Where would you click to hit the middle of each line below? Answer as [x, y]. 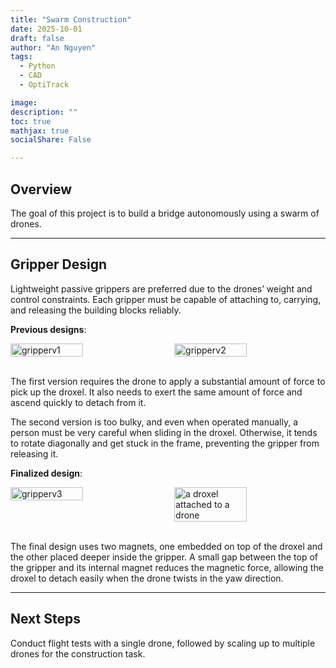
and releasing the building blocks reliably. [96, 310]
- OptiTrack [44, 85]
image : [24, 102]
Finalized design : [46, 473]
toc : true [31, 121]
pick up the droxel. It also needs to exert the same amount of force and [156, 392]
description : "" [44, 112]
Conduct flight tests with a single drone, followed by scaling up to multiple [163, 643]
